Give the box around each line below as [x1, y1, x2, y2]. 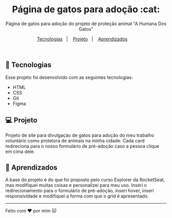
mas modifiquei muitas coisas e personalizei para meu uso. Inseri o [5, 182, 147, 188]
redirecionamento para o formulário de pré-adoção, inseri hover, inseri [5, 188, 154, 194]
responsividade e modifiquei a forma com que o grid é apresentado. [5, 193, 149, 199]
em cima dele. [5, 148, 35, 155]
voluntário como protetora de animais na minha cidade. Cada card [5, 137, 145, 144]
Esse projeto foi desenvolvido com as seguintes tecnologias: [5, 74, 133, 80]
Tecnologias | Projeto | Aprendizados [36, 36, 128, 42]
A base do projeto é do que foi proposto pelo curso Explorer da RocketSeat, [5, 177, 165, 183]
